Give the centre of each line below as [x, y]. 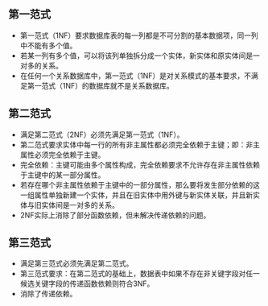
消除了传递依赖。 [48, 294]
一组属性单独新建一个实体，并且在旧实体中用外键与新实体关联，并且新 [136, 195]
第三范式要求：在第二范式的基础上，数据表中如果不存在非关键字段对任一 [140, 274]
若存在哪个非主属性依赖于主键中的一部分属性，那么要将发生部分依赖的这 [140, 184]
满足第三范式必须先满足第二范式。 [76, 263]
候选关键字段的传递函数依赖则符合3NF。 [87, 283]
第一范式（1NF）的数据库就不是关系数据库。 [101, 85]
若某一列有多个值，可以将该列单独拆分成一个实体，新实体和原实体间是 [136, 56]
